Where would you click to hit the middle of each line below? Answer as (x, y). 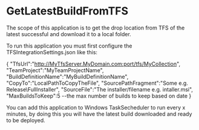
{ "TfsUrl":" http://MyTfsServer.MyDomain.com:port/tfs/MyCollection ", (93, 64)
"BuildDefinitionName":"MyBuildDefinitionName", (67, 76)
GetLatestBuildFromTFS (67, 11)
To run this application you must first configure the (69, 46)
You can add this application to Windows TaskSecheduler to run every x (96, 107)
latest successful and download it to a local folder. (69, 34)
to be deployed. (26, 120)
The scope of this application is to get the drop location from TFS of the (96, 28)
